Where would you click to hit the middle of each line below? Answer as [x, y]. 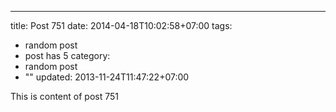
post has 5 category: [67, 55]
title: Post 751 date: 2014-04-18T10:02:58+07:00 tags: [121, 25]
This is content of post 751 [64, 96]
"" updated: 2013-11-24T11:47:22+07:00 [107, 77]
